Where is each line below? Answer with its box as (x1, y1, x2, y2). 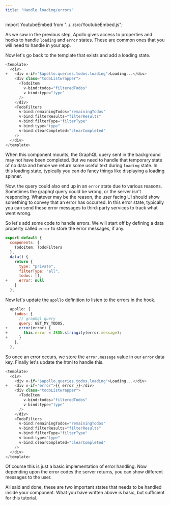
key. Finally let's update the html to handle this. (5, 359, 104, 365)
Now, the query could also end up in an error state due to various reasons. (5, 183, 162, 189)
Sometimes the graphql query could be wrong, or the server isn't (5, 189, 141, 195)
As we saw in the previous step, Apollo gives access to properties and (5, 31, 153, 37)
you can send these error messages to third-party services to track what (5, 205, 158, 211)
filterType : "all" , (18, 269, 60, 274)
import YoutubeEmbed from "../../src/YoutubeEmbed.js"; (5, 21, 123, 28)
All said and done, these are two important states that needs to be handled (5, 484, 162, 490)
